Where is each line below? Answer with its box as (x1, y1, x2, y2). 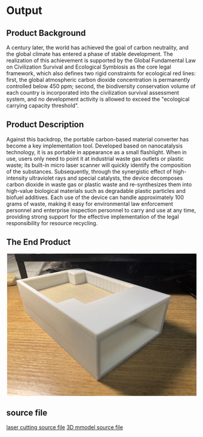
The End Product (6, 237, 71, 248)
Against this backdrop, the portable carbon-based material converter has (6, 135, 189, 143)
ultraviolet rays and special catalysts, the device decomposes (28, 174, 183, 181)
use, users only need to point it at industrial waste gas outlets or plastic (6, 155, 184, 162)
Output (6, 4, 42, 18)
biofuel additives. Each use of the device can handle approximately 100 (6, 194, 184, 201)
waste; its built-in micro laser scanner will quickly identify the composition (6, 161, 191, 169)
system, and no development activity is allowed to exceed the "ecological (6, 95, 190, 103)
